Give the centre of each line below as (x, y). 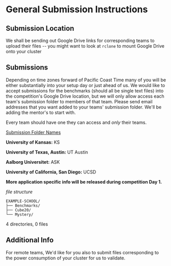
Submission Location (40, 28)
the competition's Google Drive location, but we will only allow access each (85, 96)
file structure (19, 192)
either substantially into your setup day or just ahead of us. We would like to (86, 85)
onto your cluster (24, 51)
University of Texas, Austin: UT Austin (47, 152)
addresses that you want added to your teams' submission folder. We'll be (84, 107)
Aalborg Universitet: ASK (33, 162)
